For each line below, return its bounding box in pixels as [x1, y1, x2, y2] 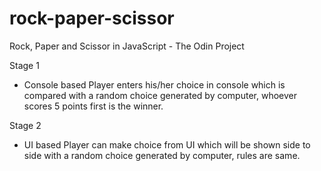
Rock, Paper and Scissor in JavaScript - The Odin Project [9, 40, 245, 52]
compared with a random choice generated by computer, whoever [23, 89, 297, 101]
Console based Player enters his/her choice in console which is [23, 78, 286, 91]
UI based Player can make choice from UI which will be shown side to [23, 138, 311, 151]
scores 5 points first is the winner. [23, 100, 164, 112]
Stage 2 [9, 119, 42, 131]
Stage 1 [9, 59, 40, 71]
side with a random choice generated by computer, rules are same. [23, 149, 301, 161]
